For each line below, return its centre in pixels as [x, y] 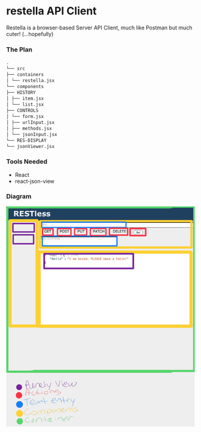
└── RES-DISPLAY [26, 141]
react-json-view [35, 181]
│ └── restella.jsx [31, 81]
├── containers [25, 75]
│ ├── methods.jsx [29, 129]
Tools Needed [27, 162]
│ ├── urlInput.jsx [31, 123]
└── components [25, 87]
